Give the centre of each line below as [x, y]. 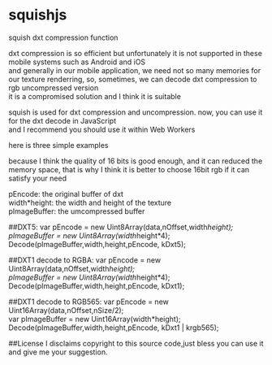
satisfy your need [38, 178]
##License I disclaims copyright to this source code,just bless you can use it [136, 343]
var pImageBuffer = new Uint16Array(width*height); [95, 319]
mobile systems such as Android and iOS [77, 62]
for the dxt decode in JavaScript [62, 120]
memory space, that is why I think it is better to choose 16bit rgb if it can [129, 169]
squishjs [38, 15]
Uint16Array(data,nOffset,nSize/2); [66, 310]
